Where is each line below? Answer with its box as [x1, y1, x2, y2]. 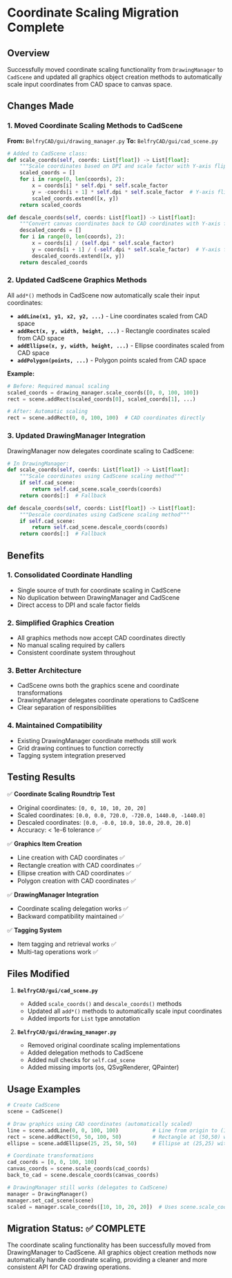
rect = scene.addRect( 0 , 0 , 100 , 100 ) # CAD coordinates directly [7, 414, 206, 421]
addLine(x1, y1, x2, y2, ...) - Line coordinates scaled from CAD [17, 311, 209, 320]
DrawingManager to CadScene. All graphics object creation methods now [7, 1248, 217, 1257]
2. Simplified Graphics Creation [7, 618, 115, 628]
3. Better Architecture [7, 666, 81, 675]
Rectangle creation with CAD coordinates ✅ [17, 861, 142, 869]
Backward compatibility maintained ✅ [17, 912, 124, 920]
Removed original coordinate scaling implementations [27, 1041, 181, 1050]
